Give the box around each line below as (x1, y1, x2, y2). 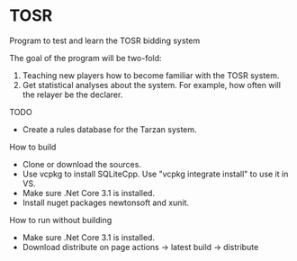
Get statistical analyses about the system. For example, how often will (22, 79, 282, 90)
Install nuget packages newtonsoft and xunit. (22, 197, 190, 208)
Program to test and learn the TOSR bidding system (9, 35, 201, 46)
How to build (9, 141, 57, 152)
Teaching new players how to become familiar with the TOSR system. (22, 69, 280, 81)
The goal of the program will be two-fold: (9, 52, 162, 63)
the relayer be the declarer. (22, 89, 123, 100)
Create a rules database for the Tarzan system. (22, 123, 197, 135)
